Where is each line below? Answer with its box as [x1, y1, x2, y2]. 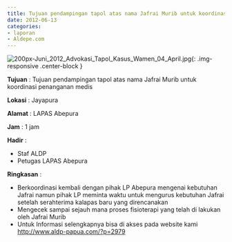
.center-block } [40, 62, 83, 70]
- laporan [7, 29, 36, 37]
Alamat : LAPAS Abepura [7, 110, 79, 118]
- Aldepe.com [7, 36, 45, 43]
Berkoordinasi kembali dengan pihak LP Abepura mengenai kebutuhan [17, 183, 217, 192]
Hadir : [7, 136, 27, 145]
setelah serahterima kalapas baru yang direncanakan [17, 198, 168, 207]
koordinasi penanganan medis [7, 83, 93, 91]
